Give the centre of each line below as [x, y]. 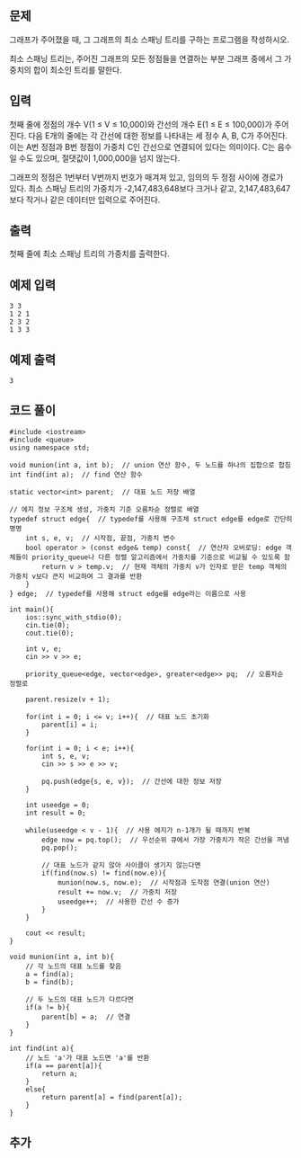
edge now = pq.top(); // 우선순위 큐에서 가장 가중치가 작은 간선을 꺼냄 [165, 840]
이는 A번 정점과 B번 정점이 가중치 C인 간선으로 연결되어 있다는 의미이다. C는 [142, 147]
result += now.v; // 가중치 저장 [117, 892]
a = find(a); [50, 974]
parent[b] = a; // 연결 [86, 1017]
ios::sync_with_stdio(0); [74, 617]
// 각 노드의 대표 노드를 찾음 [74, 966]
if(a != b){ [48, 1007]
